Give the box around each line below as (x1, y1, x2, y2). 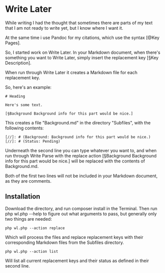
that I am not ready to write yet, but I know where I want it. (5, 25, 124, 31)
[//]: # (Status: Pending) (5, 139, 61, 144)
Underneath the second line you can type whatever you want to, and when (5, 147, 157, 154)
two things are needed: (5, 216, 52, 222)
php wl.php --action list (5, 249, 58, 254)
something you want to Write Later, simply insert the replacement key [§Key (5, 54, 159, 60)
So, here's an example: (5, 84, 52, 90)
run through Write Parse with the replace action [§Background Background (5, 153, 157, 158)
